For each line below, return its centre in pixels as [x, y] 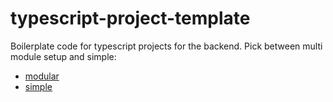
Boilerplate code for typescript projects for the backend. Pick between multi [166, 46]
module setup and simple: [63, 56]
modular [42, 76]
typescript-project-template [130, 18]
